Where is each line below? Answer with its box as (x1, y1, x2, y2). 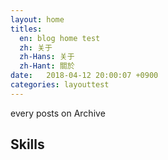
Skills (10, 136, 45, 153)
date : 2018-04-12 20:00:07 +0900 (10, 71, 159, 81)
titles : (10, 24, 43, 34)
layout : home (10, 14, 65, 25)
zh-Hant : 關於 (19, 61, 75, 71)
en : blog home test (19, 33, 101, 43)
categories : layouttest (10, 80, 110, 90)
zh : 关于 (19, 42, 53, 53)
